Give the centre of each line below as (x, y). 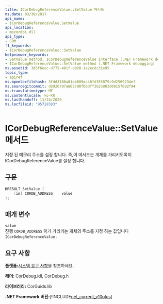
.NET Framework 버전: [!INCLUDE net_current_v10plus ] (59, 296)
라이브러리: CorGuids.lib (29, 286)
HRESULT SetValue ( (25, 189)
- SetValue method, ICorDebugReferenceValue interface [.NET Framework (79, 59)
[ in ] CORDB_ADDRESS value (43, 193)
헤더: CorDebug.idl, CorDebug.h (37, 276)
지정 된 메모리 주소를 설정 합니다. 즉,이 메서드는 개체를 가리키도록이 (68, 154)
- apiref (14, 77)
